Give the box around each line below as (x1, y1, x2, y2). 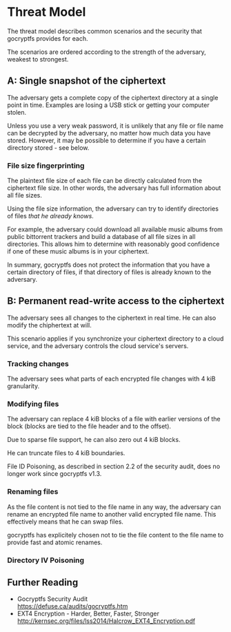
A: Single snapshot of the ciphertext (7, 75, 166, 87)
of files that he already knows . (7, 212, 94, 220)
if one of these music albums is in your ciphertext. (7, 247, 150, 256)
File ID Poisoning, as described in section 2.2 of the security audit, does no (7, 462, 221, 470)
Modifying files (7, 399, 59, 409)
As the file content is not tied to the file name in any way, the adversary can (7, 502, 221, 511)
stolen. (7, 108, 27, 116)
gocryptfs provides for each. (7, 34, 88, 42)
